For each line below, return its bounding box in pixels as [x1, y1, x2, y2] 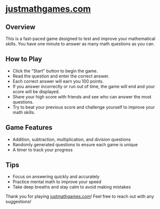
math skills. [12, 109, 35, 115]
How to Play [5, 55, 43, 63]
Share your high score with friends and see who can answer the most [12, 94, 152, 99]
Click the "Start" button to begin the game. [12, 68, 98, 74]
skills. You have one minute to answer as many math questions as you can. [5, 41, 155, 47]
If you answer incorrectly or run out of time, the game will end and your [12, 83, 155, 89]
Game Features [5, 123, 53, 132]
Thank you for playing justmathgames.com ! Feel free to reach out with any [5, 193, 154, 199]
